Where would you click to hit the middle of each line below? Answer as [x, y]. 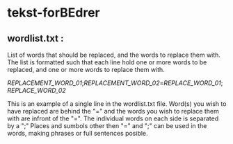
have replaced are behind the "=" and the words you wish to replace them [113, 111]
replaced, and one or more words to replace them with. [86, 70]
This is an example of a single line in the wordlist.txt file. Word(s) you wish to [117, 104]
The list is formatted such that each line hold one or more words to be [107, 62]
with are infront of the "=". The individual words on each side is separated [113, 118]
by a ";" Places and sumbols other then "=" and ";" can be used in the [107, 126]
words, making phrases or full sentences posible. [78, 133]
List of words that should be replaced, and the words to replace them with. [114, 55]
